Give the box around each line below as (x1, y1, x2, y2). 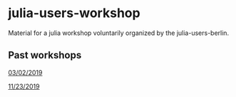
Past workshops (8, 49, 82, 61)
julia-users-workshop (8, 5, 141, 21)
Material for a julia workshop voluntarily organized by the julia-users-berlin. (8, 29, 230, 37)
